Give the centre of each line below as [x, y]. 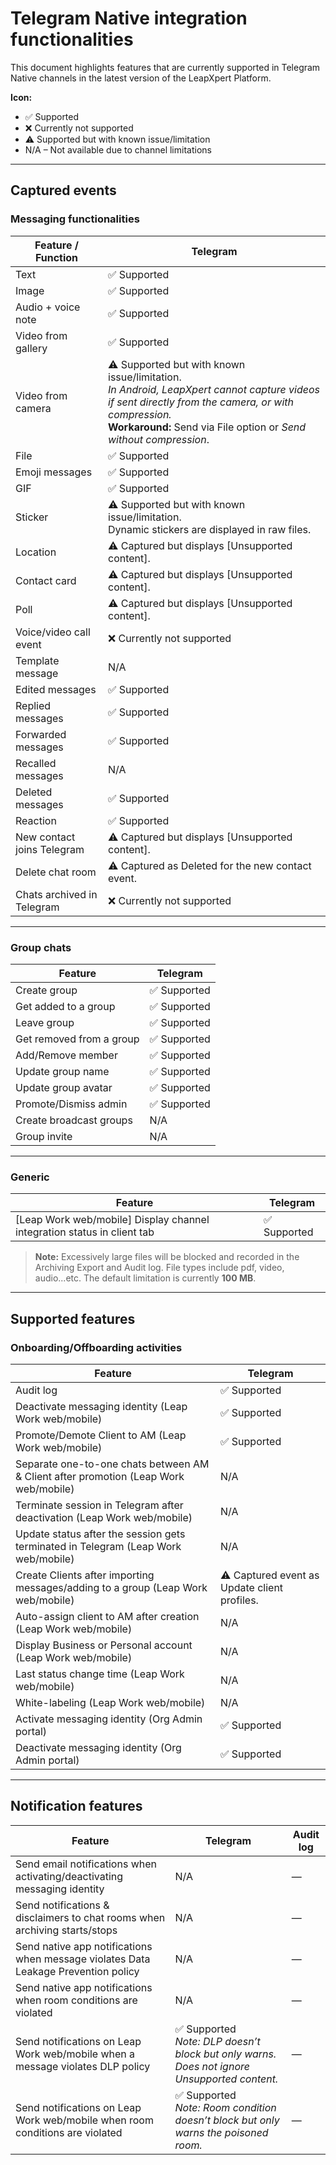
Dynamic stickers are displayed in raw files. [210, 529]
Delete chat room [56, 872]
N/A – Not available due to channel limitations [118, 149]
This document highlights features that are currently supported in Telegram [165, 67]
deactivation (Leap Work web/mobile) [104, 1517]
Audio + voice [48, 307]
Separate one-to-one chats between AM [112, 1464]
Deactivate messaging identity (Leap [101, 1406]
